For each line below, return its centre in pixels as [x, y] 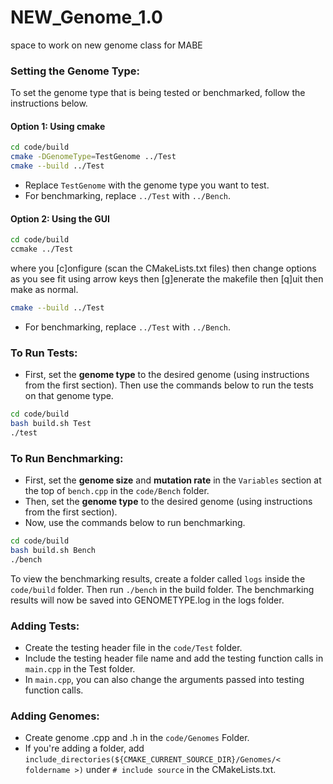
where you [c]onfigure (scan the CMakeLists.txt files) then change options [163, 268]
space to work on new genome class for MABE [106, 45]
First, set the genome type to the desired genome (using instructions [167, 375]
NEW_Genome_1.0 [86, 17]
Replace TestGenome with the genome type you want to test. [147, 185]
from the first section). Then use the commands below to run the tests [169, 385]
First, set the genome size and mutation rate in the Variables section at [173, 480]
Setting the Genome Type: [75, 71]
